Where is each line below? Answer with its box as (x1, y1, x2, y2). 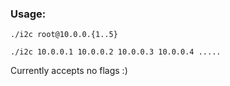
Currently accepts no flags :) (10, 65, 128, 77)
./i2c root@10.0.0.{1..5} (10, 30, 118, 40)
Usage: (10, 7, 47, 21)
